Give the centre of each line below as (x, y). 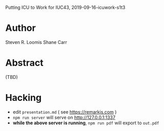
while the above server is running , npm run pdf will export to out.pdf (86, 123)
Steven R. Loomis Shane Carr (36, 42)
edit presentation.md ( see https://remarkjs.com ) (65, 112)
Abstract (24, 63)
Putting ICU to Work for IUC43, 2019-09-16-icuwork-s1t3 (65, 7)
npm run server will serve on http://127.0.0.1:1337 (64, 117)
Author (20, 28)
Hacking (24, 98)
